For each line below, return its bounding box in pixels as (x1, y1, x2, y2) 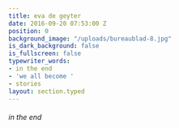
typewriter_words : (8, 58, 70, 66)
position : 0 (8, 27, 49, 35)
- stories (8, 79, 42, 87)
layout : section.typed (8, 87, 85, 96)
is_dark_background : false (8, 42, 100, 50)
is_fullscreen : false (8, 49, 82, 58)
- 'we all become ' (8, 72, 75, 80)
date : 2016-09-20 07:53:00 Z (8, 19, 107, 28)
